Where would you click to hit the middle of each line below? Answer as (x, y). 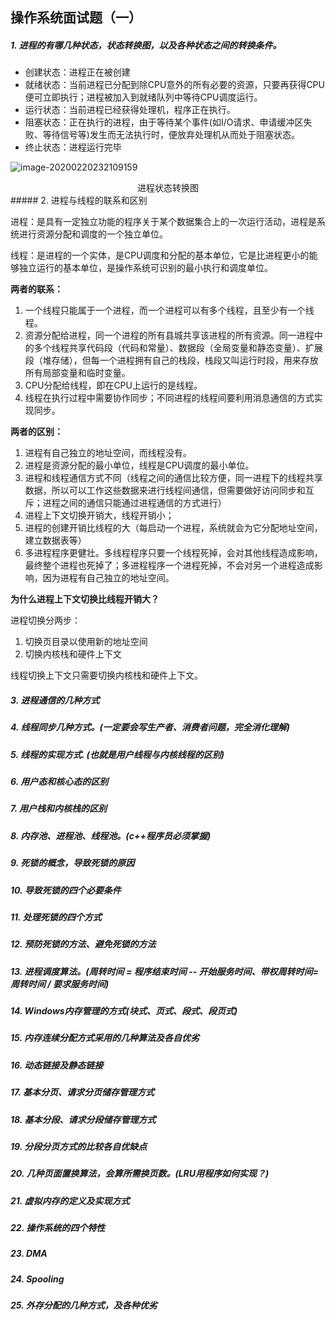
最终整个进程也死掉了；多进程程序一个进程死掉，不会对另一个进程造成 (169, 565)
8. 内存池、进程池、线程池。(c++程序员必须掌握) (111, 835)
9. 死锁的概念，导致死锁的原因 (72, 863)
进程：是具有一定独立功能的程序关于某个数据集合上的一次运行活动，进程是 (163, 222)
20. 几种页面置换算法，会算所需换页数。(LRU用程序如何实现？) (140, 1174)
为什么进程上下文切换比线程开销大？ (85, 599)
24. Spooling (37, 1279)
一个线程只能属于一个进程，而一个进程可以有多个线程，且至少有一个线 (169, 310)
